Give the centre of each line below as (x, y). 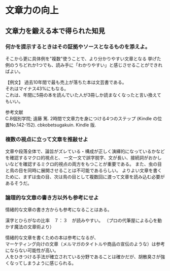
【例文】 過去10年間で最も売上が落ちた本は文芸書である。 (66, 82)
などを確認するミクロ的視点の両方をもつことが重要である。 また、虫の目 (86, 164)
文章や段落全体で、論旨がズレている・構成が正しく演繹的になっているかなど (85, 151)
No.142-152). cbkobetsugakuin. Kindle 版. (53, 125)
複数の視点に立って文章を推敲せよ (47, 139)
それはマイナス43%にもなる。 (37, 88)
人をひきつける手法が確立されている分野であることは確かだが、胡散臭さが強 (85, 257)
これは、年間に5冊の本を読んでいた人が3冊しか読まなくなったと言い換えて (83, 95)
